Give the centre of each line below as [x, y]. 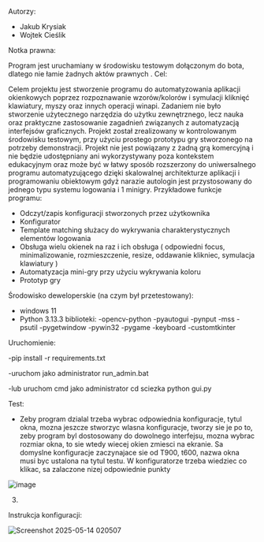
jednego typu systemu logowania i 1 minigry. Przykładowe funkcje [115, 189]
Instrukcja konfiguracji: [45, 515]
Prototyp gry [40, 280]
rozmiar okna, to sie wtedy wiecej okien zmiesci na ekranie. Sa [121, 444]
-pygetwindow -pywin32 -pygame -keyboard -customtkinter [138, 327]
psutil [28, 327]
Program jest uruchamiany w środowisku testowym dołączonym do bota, [126, 65]
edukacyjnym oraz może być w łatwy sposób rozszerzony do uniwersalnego [132, 164]
